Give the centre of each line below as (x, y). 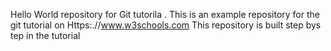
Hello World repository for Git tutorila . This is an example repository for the (165, 14)
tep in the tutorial (45, 35)
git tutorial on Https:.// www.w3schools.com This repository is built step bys (166, 25)
